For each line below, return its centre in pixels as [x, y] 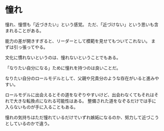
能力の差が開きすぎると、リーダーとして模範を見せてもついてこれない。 [78, 41]
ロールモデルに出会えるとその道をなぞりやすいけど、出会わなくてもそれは [80, 95]
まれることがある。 [24, 30]
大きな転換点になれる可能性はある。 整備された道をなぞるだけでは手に [85, 101]
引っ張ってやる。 [31, 47]
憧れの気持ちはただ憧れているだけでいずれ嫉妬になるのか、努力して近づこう [82, 117]
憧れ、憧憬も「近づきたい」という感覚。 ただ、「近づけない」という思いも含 [82, 24]
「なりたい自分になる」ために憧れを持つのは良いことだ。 [63, 68]
